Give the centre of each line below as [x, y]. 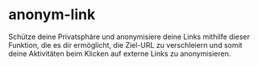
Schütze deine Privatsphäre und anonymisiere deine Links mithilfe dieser [129, 37]
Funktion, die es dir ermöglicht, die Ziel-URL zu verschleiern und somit [125, 45]
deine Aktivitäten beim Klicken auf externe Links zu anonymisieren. [120, 53]
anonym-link [52, 15]
